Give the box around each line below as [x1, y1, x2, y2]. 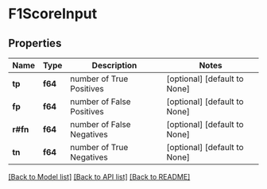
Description [91, 60, 137, 71]
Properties [8, 37, 62, 50]
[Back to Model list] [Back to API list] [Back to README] [8, 172, 191, 181]
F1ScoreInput [8, 5, 98, 23]
